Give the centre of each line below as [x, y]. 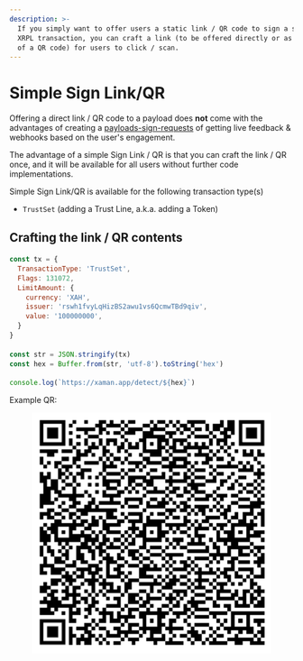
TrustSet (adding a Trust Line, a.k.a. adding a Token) [120, 209]
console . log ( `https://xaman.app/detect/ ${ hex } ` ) [102, 383]
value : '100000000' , [64, 317]
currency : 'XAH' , [58, 298]
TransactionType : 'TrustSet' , [74, 269]
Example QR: [33, 400]
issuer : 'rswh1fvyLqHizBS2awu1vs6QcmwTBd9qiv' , [116, 307]
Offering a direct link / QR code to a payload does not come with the [136, 118]
